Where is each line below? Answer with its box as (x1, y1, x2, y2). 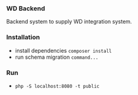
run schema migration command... (15, 53, 99, 61)
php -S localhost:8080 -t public (15, 83, 100, 89)
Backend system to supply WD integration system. (6, 18, 132, 25)
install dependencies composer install (15, 47, 112, 54)
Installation (6, 33, 41, 42)
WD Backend (6, 4, 45, 13)
